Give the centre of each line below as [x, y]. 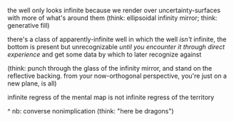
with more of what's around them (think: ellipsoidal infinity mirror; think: [112, 18]
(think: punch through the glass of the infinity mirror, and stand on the [110, 68]
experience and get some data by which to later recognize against [105, 54]
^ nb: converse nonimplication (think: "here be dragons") [91, 111]
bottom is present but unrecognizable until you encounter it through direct [116, 47]
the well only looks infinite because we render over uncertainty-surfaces [114, 10]
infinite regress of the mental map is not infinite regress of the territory [111, 97]
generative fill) [29, 25]
